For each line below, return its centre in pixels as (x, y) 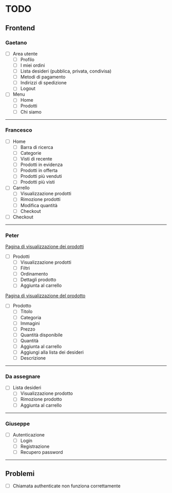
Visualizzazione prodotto (47, 393)
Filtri (25, 268)
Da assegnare (23, 376)
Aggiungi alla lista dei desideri (52, 352)
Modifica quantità (39, 205)
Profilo (27, 59)
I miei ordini (33, 65)
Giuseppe (18, 424)
